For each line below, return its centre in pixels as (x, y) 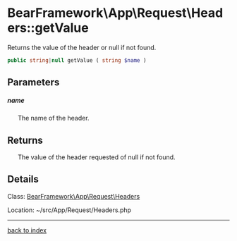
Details (23, 179)
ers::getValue (48, 28)
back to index (27, 230)
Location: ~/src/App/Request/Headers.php (69, 210)
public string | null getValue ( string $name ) (77, 60)
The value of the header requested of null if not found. (96, 157)
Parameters (34, 82)
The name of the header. (53, 118)
